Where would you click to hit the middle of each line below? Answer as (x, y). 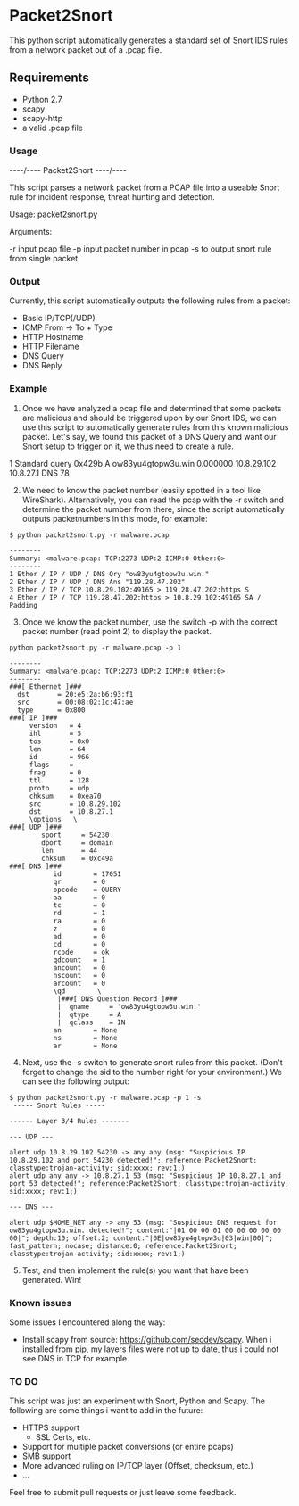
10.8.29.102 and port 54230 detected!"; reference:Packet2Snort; (133, 1160)
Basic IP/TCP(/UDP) (58, 319)
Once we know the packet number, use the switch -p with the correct (149, 622)
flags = (51, 765)
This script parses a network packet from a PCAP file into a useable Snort (145, 187)
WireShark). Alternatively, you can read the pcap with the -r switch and (153, 500)
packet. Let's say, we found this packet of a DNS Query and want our (149, 436)
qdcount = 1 (79, 960)
